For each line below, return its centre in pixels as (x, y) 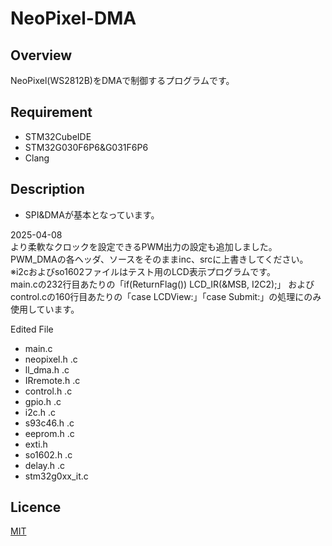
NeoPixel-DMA (73, 18)
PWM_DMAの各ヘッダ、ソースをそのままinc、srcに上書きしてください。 (159, 259)
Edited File (32, 329)
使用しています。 (45, 309)
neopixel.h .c (51, 359)
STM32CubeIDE (58, 136)
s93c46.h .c (49, 423)
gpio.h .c (43, 401)
